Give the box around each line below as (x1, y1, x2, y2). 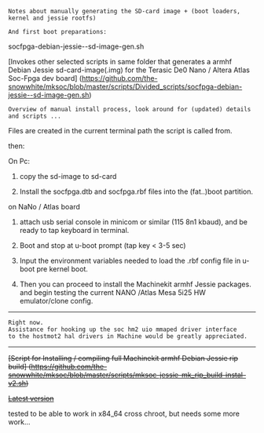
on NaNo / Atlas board (8, 202, 80, 211)
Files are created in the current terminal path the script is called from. (8, 126, 233, 135)
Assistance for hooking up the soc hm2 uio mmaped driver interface (8, 326, 237, 333)
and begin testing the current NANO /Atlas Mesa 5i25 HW (19, 288, 207, 297)
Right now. (8, 318, 44, 326)
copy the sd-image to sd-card (19, 172, 117, 180)
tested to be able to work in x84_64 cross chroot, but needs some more (8, 409, 240, 418)
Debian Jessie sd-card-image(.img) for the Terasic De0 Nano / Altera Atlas (8, 65, 250, 75)
